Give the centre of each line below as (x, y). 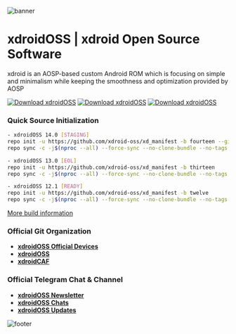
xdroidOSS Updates (47, 310)
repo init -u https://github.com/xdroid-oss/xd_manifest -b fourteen (111, 142)
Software (34, 54)
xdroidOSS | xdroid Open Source (104, 39)
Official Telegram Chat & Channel (65, 280)
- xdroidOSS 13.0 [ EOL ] (42, 161)
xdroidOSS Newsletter (51, 295)
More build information (40, 213)
